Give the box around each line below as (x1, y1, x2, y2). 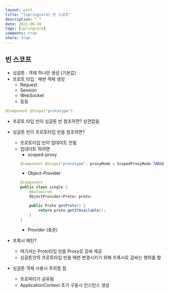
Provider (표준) (27, 227, 58, 233)
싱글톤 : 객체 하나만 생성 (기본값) (12, 69, 76, 76)
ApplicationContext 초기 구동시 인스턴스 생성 (20, 282, 110, 288)
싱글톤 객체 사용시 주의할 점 (12, 265, 67, 271)
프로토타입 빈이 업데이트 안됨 (20, 139, 77, 145)
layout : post (5, 7, 33, 13)
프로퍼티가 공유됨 (20, 276, 54, 282)
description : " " (5, 17, 42, 22)
